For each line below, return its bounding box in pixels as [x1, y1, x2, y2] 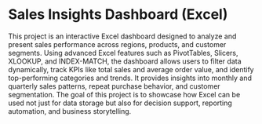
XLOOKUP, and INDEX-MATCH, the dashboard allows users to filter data [8, 57, 242, 66]
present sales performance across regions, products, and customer [8, 39, 227, 49]
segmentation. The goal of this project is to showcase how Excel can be [8, 89, 241, 99]
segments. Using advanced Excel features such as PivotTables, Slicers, [8, 48, 238, 57]
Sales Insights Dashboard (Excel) [8, 5, 228, 24]
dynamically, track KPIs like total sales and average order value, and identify [8, 64, 254, 74]
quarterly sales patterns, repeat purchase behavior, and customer [8, 81, 221, 91]
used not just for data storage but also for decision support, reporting [8, 98, 233, 108]
